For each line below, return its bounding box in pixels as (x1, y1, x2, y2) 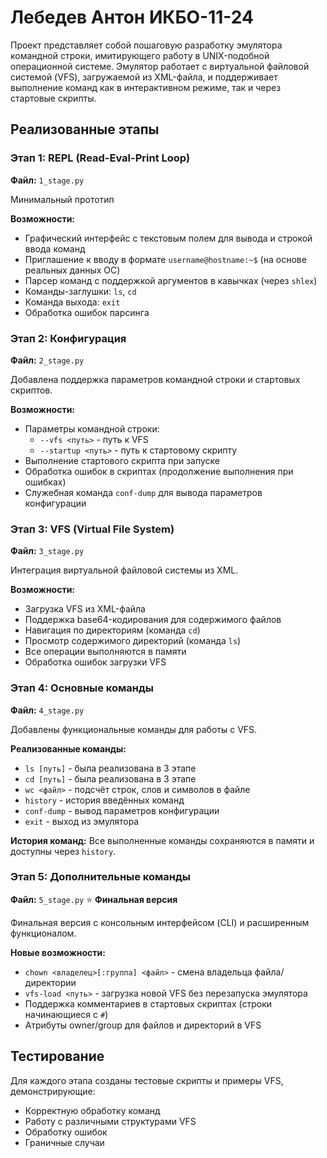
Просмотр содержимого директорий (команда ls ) (24, 635, 242, 647)
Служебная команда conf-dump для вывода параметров (24, 486, 263, 498)
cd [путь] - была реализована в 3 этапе (24, 772, 197, 785)
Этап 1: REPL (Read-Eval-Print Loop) (10, 151, 191, 165)
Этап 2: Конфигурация (10, 331, 127, 345)
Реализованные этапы (10, 121, 160, 138)
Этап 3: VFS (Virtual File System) (10, 522, 175, 536)
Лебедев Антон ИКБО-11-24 (10, 6, 254, 29)
